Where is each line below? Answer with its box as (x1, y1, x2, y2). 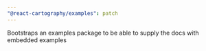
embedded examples (7, 35, 67, 44)
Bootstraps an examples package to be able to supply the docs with (7, 29, 199, 37)
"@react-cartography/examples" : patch (7, 10, 118, 17)
